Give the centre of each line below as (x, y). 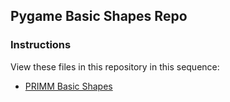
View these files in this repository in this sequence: (115, 66)
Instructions (41, 45)
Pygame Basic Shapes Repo (99, 16)
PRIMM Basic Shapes (68, 86)
